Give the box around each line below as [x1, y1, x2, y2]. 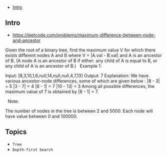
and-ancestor [12, 37, 41, 43]
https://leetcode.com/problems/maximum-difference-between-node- [12, 32, 156, 38]
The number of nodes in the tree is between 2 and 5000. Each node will [5, 107, 153, 114]
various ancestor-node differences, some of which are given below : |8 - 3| [5, 77, 160, 84]
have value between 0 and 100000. [5, 113, 78, 119]
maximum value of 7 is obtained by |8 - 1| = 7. [5, 88, 99, 94]
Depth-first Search [12, 147, 53, 152]
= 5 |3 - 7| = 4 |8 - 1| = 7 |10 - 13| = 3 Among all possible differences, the [5, 83, 155, 89]
